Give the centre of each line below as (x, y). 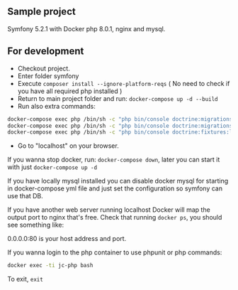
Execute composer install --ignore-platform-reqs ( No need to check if (124, 83)
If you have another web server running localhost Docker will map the (109, 210)
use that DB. (25, 196)
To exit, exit (25, 279)
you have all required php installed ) (70, 91)
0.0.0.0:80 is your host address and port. (67, 239)
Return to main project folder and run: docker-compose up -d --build (118, 98)
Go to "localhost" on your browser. (68, 146)
